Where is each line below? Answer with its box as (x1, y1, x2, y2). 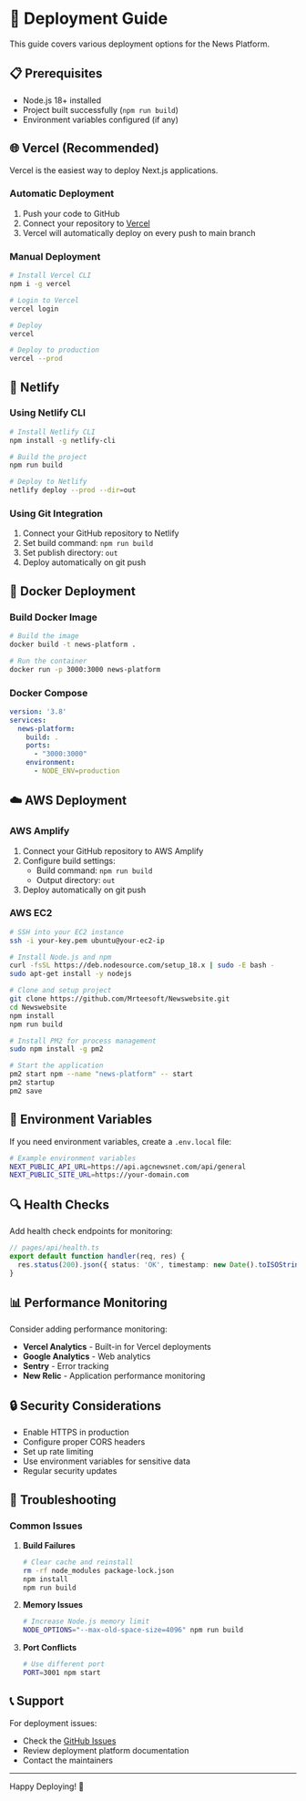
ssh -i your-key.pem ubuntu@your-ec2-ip (9, 936, 166, 945)
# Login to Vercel (9, 295, 79, 304)
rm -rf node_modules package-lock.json (22, 1566, 175, 1575)
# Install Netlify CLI (9, 427, 96, 437)
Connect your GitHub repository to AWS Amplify (22, 845, 204, 856)
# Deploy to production (9, 345, 100, 355)
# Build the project (9, 452, 88, 461)
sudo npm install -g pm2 (9, 1045, 104, 1054)
